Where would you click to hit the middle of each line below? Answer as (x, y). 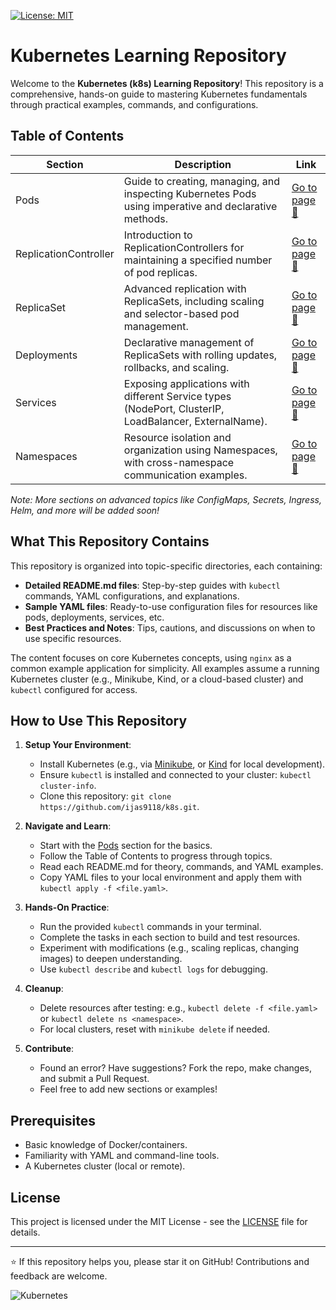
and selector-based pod (181, 313)
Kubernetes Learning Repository (148, 56)
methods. (145, 218)
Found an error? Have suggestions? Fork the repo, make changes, (176, 1068)
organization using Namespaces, (200, 450)
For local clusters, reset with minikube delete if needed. (155, 1029)
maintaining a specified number (198, 260)
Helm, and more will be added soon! (85, 510)
